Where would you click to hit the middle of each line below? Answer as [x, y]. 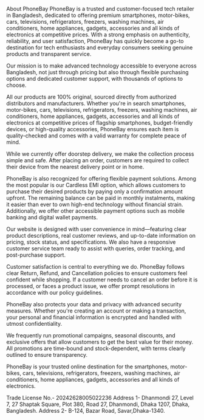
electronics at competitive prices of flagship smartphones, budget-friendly [100, 123]
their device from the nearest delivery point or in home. [75, 167]
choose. [16, 85]
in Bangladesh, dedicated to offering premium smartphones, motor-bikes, [98, 15]
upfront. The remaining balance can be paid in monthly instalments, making [101, 198]
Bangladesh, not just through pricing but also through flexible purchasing [98, 72]
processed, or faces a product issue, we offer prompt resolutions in [90, 286]
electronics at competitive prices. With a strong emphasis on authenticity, [98, 35]
